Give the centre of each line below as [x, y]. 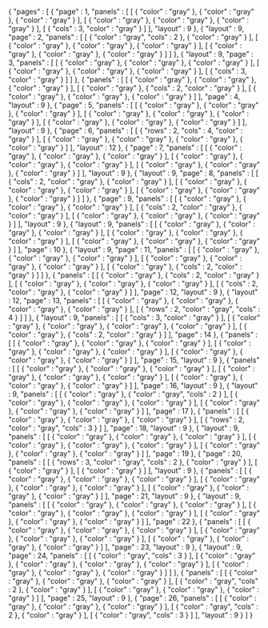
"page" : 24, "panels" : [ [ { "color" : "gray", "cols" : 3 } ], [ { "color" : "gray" [132, 556]
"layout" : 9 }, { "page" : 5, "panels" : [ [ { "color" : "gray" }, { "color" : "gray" [134, 105]
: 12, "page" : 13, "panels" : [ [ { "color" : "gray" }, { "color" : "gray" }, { [123, 300]
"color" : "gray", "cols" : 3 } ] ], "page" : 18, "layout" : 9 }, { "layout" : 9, [124, 428]
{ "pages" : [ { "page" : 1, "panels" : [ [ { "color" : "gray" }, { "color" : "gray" [131, 12]
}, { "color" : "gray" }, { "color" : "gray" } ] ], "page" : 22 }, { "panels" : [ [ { [130, 522]
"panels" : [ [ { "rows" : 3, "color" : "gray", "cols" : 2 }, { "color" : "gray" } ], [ [133, 462]
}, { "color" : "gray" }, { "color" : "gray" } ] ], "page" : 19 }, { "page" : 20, [125, 454]
